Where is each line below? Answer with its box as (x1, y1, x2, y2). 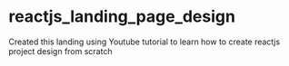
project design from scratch (8, 45, 113, 56)
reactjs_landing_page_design (8, 6, 235, 27)
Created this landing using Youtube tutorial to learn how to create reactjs (8, 36, 281, 47)
